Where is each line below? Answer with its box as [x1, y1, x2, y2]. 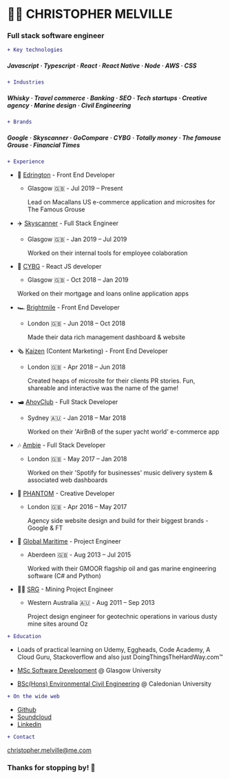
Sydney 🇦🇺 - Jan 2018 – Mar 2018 [27, 414, 126, 422]
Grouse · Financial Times [7, 141, 81, 149]
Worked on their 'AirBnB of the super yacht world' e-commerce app [27, 427, 220, 436]
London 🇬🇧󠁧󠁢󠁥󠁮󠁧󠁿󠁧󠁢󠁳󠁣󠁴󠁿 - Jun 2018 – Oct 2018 [27, 319, 126, 327]
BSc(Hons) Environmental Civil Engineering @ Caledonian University [17, 680, 212, 688]
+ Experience [7, 158, 45, 165]
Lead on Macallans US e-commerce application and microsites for [27, 198, 216, 206]
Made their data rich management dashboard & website [27, 333, 186, 341]
